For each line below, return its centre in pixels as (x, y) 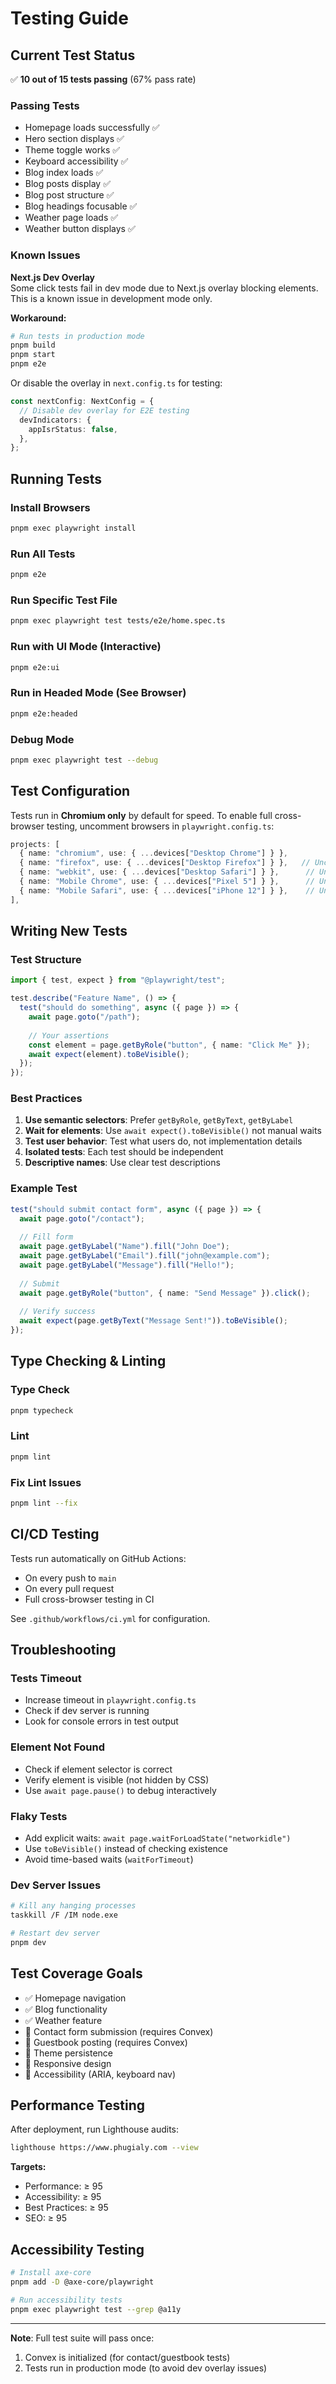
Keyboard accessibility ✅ (76, 161)
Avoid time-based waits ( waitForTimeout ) (109, 1859)
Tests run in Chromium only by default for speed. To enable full (141, 815)
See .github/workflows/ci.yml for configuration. (110, 1618)
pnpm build (33, 345)
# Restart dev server (55, 1933)
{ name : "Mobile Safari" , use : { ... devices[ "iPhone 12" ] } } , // (167, 890)
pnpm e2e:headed (44, 713)
